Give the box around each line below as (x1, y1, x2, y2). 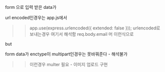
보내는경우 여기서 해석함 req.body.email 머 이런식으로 (29, 31, 134, 37)
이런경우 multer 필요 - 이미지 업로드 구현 (29, 62, 108, 67)
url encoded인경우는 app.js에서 (5, 15, 68, 21)
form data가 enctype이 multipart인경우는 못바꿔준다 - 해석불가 (5, 51, 127, 57)
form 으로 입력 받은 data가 (5, 4, 57, 10)
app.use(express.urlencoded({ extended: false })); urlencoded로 (29, 25, 161, 31)
